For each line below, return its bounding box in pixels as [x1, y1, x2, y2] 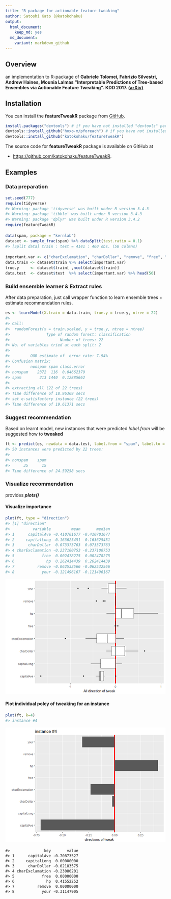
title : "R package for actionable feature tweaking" [5, 8, 120, 13]
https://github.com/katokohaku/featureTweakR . [12, 153, 112, 159]
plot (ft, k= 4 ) [5, 712, 36, 718]
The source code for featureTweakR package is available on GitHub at [5, 143, 154, 149]
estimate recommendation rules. [5, 300, 73, 306]
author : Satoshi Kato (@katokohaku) [5, 13, 83, 19]
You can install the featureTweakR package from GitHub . [5, 113, 126, 119]
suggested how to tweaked [5, 431, 63, 437]
